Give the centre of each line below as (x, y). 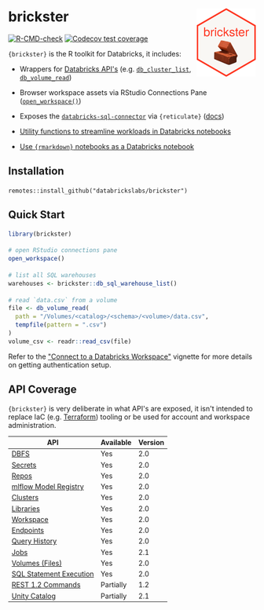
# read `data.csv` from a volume (63, 300)
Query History (34, 541)
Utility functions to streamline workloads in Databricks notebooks (125, 131)
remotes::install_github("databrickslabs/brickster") (98, 191)
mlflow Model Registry (48, 487)
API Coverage (42, 390)
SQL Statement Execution (53, 574)
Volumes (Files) (37, 563)
